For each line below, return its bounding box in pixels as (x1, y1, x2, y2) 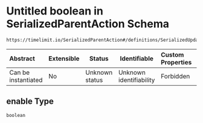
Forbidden (161, 72, 190, 80)
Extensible (48, 54, 80, 63)
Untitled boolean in (6, 4, 104, 18)
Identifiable (120, 54, 154, 63)
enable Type (6, 96, 54, 107)
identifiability (118, 75, 155, 84)
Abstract (9, 54, 35, 63)
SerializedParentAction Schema (6, 17, 170, 31)
